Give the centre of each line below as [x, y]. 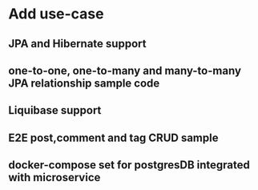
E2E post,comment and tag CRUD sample [113, 137]
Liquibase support [55, 110]
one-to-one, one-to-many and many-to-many [125, 70]
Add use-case [56, 14]
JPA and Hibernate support [77, 44]
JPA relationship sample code [84, 83]
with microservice [54, 178]
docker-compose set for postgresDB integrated [129, 165]
